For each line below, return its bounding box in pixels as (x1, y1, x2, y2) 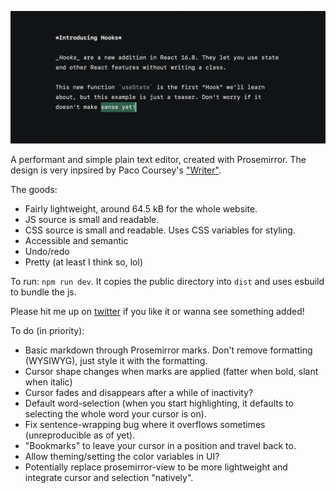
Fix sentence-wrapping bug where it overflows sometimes (24, 418, 266, 430)
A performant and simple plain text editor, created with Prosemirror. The (10, 153, 307, 165)
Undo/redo (24, 245, 70, 257)
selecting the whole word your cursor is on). (24, 407, 207, 420)
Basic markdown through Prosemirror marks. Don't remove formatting (24, 344, 313, 356)
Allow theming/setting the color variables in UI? (24, 450, 220, 462)
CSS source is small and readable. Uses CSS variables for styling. (24, 224, 296, 236)
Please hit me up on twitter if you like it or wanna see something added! (10, 305, 305, 317)
